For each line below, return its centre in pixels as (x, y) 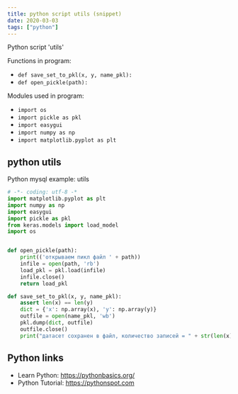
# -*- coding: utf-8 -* (42, 192)
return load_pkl (44, 283)
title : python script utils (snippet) (64, 14)
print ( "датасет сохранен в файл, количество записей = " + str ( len (121, 336)
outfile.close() (44, 329)
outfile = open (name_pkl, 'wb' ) (68, 316)
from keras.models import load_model (63, 225)
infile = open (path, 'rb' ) (60, 264)
